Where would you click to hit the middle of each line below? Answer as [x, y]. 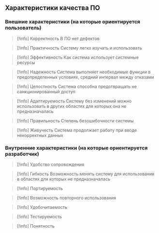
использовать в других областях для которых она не [72, 106]
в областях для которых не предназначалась [63, 179]
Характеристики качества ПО [52, 8]
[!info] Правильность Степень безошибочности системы [75, 120]
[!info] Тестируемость [39, 216]
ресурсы [26, 62]
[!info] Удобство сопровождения [51, 164]
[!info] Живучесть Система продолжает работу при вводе [77, 130]
